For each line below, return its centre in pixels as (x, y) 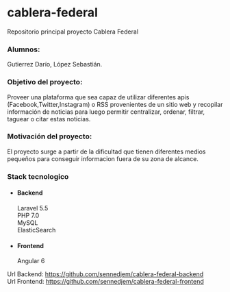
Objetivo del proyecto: (45, 82)
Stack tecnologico (38, 176)
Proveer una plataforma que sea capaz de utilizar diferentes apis (98, 97)
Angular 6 (31, 261)
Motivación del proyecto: (50, 136)
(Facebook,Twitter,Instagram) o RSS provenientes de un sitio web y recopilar (115, 104)
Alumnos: (24, 49)
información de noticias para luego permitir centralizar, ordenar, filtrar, (106, 112)
